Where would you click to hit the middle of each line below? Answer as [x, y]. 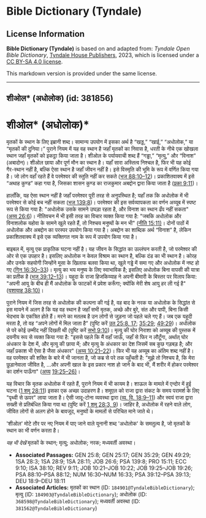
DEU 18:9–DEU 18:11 [40, 481]
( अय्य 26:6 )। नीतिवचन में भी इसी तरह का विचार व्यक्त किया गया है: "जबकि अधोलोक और [94, 216]
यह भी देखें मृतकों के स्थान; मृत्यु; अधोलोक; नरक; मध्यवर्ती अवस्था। [71, 443]
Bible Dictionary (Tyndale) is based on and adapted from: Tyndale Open [98, 48]
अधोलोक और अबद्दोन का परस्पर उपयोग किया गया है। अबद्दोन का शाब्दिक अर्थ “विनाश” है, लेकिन [99, 230]
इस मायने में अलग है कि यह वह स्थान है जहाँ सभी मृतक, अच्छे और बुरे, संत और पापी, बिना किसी [97, 310]
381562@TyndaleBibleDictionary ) [56, 508]
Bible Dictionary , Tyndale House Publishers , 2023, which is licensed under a [103, 55]
